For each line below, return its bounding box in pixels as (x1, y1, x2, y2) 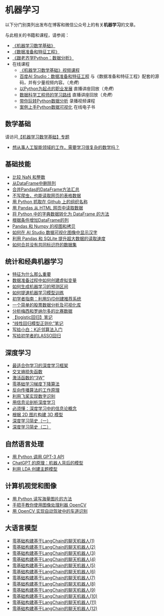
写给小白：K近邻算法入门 (12, 326, 63, 332)
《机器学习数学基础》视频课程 (19, 67, 80, 73)
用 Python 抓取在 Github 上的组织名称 (12, 199, 88, 205)
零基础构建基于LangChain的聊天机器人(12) (12, 605, 97, 611)
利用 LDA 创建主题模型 (12, 466, 58, 472)
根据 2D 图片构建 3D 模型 (12, 411, 63, 418)
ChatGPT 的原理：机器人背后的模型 (12, 460, 84, 466)
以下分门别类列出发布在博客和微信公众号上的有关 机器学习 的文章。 (5, 22, 138, 28)
